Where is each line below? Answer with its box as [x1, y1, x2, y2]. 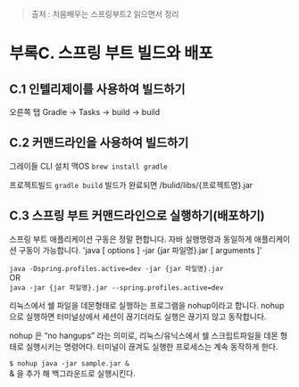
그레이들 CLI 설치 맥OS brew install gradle [9, 161, 168, 171]
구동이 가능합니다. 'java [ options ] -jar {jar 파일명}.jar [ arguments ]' [18, 244, 263, 255]
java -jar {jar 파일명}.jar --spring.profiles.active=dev [9, 283, 224, 292]
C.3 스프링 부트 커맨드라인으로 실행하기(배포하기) [9, 209, 265, 224]
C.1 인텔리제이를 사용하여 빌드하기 [9, 81, 186, 96]
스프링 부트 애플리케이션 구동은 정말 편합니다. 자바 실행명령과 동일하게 [9, 234, 253, 244]
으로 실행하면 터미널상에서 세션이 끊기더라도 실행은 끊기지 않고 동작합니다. [9, 311, 267, 322]
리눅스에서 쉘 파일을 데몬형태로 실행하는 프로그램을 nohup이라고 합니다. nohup [9, 300, 285, 310]
